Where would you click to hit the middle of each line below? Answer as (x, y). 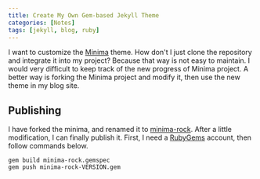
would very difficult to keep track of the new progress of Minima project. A (128, 69)
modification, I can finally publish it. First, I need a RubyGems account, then (130, 137)
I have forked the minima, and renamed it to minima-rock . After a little (120, 130)
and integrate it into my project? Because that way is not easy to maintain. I (129, 60)
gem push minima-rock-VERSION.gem (65, 167)
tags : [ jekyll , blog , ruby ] (54, 30)
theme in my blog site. (44, 86)
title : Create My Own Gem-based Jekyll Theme (83, 15)
